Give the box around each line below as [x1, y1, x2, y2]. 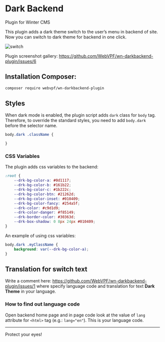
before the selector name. [5, 123, 57, 128]
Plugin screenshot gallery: [5, 53, 58, 59]
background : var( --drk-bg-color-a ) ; [14, 247, 89, 251]
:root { [5, 173, 21, 179]
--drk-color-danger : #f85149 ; [14, 210, 76, 215]
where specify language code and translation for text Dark [36, 283, 155, 289]
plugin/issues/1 [5, 283, 36, 289]
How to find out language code [5, 301, 80, 308]
